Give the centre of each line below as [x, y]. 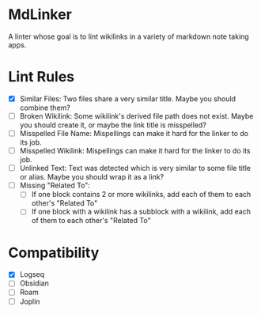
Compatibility [54, 253]
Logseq [32, 274]
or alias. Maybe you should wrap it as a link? [92, 177]
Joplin [30, 301]
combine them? [45, 108]
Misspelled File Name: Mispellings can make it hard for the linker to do [134, 133]
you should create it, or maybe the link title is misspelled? [113, 125]
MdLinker [40, 15]
